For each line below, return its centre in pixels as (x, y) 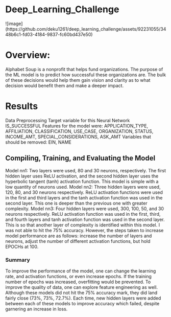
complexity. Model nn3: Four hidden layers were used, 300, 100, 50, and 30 (85, 209)
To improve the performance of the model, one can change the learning (81, 271)
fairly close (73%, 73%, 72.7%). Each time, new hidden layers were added (83, 298)
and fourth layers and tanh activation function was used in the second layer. (85, 219)
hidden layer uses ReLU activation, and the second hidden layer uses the (82, 176)
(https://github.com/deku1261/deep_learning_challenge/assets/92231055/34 (86, 29)
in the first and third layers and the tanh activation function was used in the (84, 197)
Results (22, 106)
